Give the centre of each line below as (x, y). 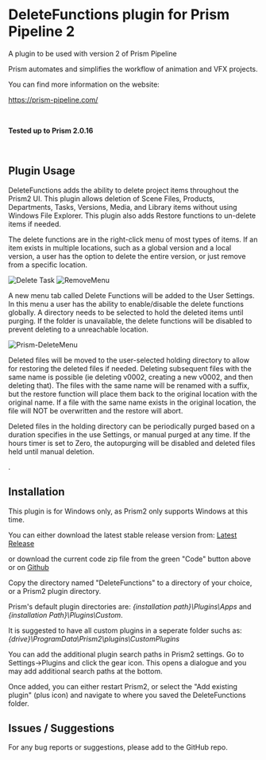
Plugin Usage (42, 171)
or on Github (29, 567)
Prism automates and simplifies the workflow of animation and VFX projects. (133, 68)
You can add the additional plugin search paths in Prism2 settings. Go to (126, 654)
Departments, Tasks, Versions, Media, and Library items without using (123, 207)
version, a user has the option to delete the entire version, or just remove (127, 256)
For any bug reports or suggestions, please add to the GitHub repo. (118, 747)
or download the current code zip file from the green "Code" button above (130, 559)
